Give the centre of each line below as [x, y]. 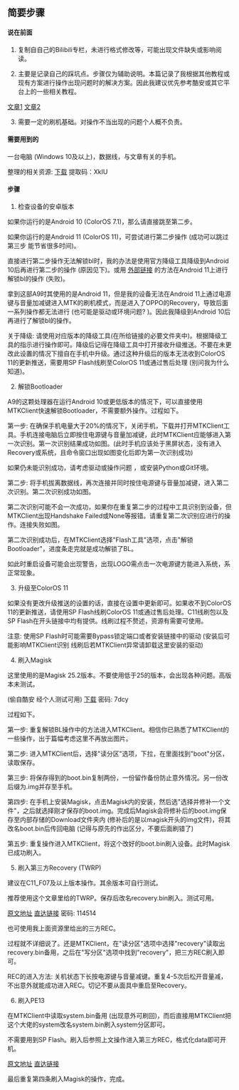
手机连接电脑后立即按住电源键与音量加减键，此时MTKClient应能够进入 [122, 435]
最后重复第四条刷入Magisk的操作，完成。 [68, 1079]
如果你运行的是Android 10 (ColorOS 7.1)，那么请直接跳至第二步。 [102, 222]
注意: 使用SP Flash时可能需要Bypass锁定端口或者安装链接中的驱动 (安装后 [116, 636]
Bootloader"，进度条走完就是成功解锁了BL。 [72, 549]
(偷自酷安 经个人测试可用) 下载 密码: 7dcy [68, 699]
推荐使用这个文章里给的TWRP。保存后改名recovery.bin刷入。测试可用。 [113, 898]
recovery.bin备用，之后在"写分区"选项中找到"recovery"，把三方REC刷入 [113, 952]
